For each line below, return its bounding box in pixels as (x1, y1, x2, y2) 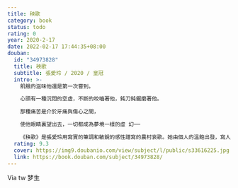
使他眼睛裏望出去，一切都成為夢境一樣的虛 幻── (20, 121, 140, 128)
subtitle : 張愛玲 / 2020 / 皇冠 (13, 69, 104, 76)
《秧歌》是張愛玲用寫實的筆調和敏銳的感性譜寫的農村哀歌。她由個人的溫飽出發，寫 (20, 134, 226, 141)
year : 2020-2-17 (7, 37, 55, 44)
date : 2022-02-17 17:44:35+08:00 (7, 43, 106, 50)
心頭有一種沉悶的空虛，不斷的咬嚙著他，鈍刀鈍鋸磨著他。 (20, 95, 163, 102)
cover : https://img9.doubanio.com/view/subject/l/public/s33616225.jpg (13, 146, 230, 154)
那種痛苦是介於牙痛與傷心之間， (20, 108, 99, 115)
